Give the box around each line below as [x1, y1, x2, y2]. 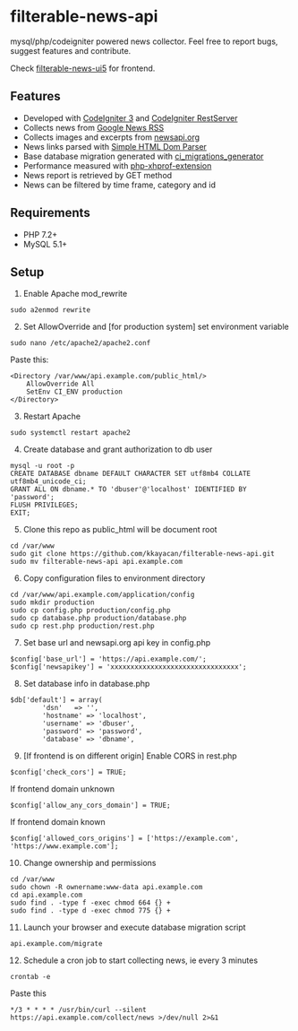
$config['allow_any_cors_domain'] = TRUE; [10, 801, 171, 810]
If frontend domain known [10, 817, 106, 827]
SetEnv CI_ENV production [26, 387, 123, 396]
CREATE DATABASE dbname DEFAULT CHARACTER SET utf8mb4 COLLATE [10, 469, 251, 479]
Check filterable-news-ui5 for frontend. [10, 63, 156, 74]
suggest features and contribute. [10, 45, 132, 56]
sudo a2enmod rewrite [10, 306, 91, 315]
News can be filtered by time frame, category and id [22, 179, 217, 190]
